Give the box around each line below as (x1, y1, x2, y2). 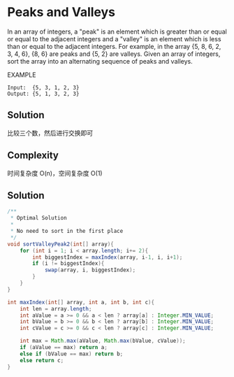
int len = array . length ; (20, 305, 92, 312)
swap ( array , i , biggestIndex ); (44, 266, 136, 273)
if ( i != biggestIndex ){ (32, 260, 105, 267)
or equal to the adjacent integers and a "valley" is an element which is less (7, 34, 221, 43)
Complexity (7, 150, 59, 162)
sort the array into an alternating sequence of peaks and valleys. (7, 57, 193, 65)
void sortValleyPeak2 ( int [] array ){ (7, 241, 114, 248)
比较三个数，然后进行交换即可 (7, 129, 93, 137)
